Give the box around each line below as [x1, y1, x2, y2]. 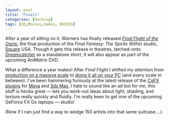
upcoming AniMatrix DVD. [5, 57, 60, 63]
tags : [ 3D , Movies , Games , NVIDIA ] [5, 21, 76, 27]
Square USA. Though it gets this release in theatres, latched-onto [5, 46, 141, 52]
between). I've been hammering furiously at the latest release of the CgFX [5, 77, 159, 84]
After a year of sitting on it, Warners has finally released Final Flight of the [5, 35, 159, 42]
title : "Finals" [5, 12, 39, 17]
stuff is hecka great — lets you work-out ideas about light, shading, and [5, 88, 154, 94]
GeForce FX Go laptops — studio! [5, 99, 75, 105]
